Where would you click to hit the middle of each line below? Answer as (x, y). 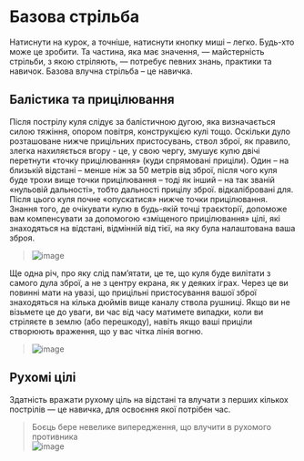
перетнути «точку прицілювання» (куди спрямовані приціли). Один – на (149, 160)
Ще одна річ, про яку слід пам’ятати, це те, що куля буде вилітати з (140, 273)
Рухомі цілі (43, 378)
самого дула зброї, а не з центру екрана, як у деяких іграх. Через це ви (149, 282)
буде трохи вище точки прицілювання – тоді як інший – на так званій (142, 179)
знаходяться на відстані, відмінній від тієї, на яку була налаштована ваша (152, 228)
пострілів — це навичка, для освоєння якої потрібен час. (120, 409)
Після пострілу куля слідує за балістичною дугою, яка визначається (142, 121)
